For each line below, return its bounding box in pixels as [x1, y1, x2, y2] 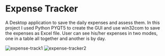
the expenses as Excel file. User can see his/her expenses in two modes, [5, 30, 158, 36]
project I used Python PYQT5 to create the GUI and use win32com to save [5, 24, 160, 30]
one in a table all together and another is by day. [5, 35, 106, 41]
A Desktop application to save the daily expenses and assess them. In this [5, 19, 160, 25]
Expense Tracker [5, 3, 78, 14]
